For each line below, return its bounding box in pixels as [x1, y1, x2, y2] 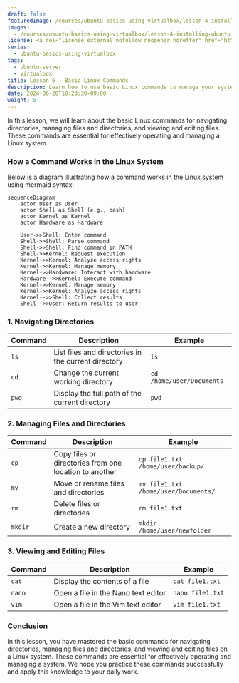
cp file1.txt [138, 455, 183, 463]
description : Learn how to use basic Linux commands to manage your [7, 83, 215, 91]
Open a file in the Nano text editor [53, 588, 166, 598]
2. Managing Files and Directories [7, 418, 126, 428]
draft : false [7, 10, 46, 18]
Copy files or [53, 448, 97, 458]
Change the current [53, 368, 119, 378]
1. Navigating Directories [7, 317, 95, 327]
